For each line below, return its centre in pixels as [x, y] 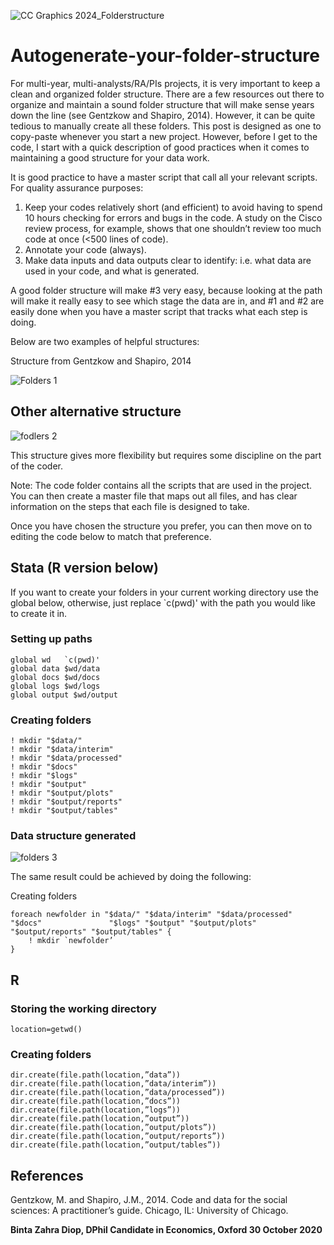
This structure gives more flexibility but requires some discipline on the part [166, 455]
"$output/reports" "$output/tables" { [91, 932]
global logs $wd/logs [55, 686]
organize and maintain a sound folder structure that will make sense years [162, 104]
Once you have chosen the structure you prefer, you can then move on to [161, 526]
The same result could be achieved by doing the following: [131, 877]
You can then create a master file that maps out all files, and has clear [154, 496]
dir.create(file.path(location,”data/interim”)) [113, 1084]
